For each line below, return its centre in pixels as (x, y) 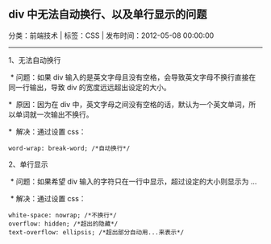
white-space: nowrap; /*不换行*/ (63, 215)
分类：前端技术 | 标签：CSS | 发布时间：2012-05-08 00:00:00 (111, 35)
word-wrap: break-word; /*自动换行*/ (69, 148)
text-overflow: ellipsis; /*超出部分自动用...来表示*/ (96, 232)
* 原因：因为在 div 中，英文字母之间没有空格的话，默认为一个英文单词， (129, 104)
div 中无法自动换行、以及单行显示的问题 (108, 14)
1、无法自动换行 (35, 60)
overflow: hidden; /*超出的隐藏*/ (63, 224)
